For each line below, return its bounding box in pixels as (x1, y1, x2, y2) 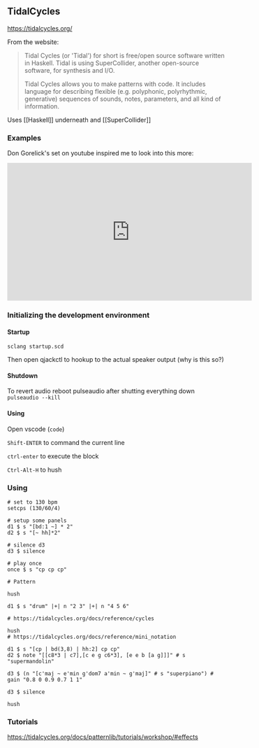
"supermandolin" (7, 658, 54, 665)
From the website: (7, 38, 59, 46)
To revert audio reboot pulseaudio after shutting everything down (7, 387, 195, 395)
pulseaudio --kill (7, 395, 61, 402)
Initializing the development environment (7, 311, 150, 320)
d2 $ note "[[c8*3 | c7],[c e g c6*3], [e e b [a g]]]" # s (7, 651, 186, 658)
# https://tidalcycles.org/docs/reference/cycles (7, 615, 155, 622)
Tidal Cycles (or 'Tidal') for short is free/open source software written (24, 51, 225, 59)
